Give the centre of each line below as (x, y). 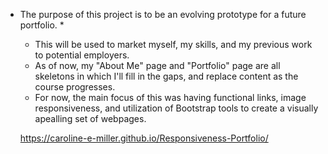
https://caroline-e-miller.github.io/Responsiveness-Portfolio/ (144, 138)
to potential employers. (82, 55)
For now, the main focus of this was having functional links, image (170, 97)
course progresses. (75, 87)
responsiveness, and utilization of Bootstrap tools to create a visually (176, 108)
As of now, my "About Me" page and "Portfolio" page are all (157, 65)
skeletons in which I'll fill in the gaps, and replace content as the (166, 76)
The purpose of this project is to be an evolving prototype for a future (163, 14)
